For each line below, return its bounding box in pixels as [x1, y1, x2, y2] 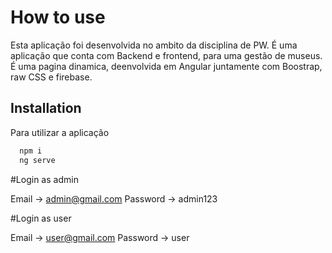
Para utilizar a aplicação [10, 126, 110, 138]
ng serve [19, 155, 56, 165]
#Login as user [10, 212, 72, 224]
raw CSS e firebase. [10, 71, 93, 83]
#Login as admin [10, 173, 79, 185]
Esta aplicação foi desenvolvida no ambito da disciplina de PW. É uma [10, 39, 298, 51]
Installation [10, 100, 82, 117]
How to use [10, 6, 106, 29]
